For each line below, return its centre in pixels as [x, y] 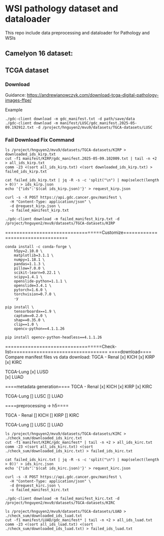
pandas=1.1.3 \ [29, 264]
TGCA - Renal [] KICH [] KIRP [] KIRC [42, 415]
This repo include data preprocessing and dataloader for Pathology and [77, 33]
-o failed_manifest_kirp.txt [39, 211]
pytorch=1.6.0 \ [31, 290]
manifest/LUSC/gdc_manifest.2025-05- [98, 123]
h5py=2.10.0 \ [28, 251]
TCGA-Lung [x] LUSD [27, 372]
